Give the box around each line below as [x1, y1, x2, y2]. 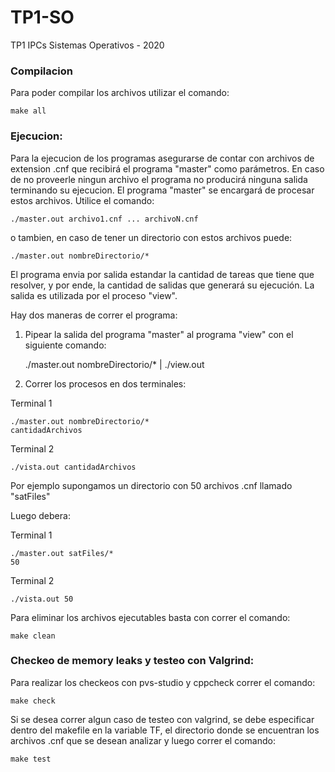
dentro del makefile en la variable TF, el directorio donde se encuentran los [10, 724, 320, 736]
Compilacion [10, 64, 74, 78]
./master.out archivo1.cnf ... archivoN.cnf [10, 214, 199, 224]
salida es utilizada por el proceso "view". [10, 289, 178, 301]
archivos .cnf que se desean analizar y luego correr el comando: [10, 734, 276, 746]
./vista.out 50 [10, 594, 74, 604]
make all [10, 106, 47, 116]
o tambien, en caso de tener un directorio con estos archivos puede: [10, 231, 293, 243]
